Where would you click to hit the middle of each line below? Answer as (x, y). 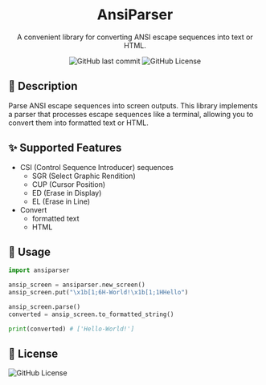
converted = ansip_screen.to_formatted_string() (91, 314)
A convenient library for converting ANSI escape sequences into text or (135, 37)
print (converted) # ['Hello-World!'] (72, 329)
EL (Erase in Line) (61, 201)
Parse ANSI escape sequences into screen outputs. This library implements (133, 105)
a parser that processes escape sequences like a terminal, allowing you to (131, 114)
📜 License (33, 354)
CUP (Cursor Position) (69, 184)
